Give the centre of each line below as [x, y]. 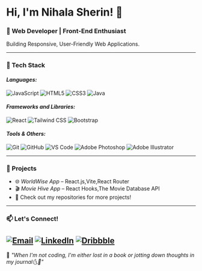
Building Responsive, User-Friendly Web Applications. [73, 44]
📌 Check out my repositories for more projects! [73, 197]
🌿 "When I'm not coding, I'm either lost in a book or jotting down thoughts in [100, 255]
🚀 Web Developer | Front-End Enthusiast [66, 31]
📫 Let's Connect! [32, 219]
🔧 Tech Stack [26, 65]
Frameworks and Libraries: [41, 107]
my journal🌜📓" [25, 262]
